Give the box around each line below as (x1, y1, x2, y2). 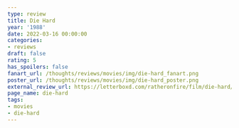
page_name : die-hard (7, 90, 69, 97)
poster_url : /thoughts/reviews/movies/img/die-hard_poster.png (7, 76, 199, 84)
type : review (7, 10, 46, 18)
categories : (7, 37, 43, 44)
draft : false (7, 50, 46, 58)
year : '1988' (7, 23, 46, 31)
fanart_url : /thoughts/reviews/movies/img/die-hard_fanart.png (7, 70, 199, 77)
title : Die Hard (7, 17, 55, 24)
